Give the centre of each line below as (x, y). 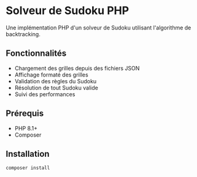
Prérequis (25, 114)
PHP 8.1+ (26, 128)
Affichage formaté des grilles (51, 75)
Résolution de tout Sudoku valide (56, 88)
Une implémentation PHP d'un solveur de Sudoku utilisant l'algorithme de (98, 28)
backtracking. (23, 34)
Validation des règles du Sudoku (56, 81)
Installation (28, 154)
